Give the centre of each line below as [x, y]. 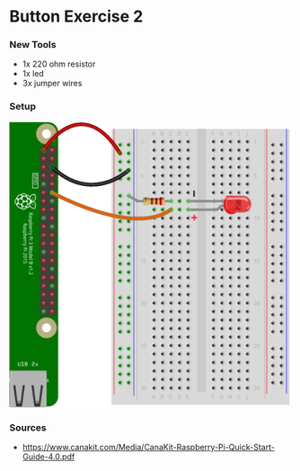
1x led [33, 74]
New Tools [33, 45]
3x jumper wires [52, 84]
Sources [28, 427]
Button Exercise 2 [76, 17]
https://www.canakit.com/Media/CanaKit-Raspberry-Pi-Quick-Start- [149, 448]
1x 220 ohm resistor [59, 64]
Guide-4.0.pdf [49, 457]
